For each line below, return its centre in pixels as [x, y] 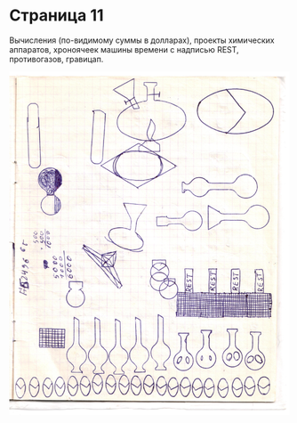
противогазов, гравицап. [56, 59]
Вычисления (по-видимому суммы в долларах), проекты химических [142, 40]
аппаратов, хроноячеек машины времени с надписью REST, [124, 49]
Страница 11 [56, 16]
